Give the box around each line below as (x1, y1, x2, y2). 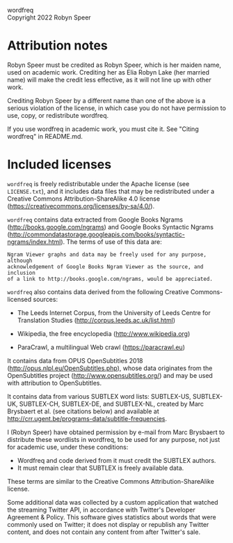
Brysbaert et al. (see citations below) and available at (7, 407, 160, 415)
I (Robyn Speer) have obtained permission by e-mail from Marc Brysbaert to (7, 428, 225, 436)
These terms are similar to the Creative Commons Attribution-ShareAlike (7, 477, 214, 485)
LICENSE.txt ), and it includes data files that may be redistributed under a (7, 187, 214, 195)
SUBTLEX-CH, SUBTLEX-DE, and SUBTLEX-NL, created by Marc (19, 399, 204, 408)
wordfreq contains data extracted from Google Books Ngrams (7, 215, 183, 224)
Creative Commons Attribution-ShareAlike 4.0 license (7, 194, 161, 203)
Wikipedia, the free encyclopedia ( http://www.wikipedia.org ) (17, 329, 191, 337)
